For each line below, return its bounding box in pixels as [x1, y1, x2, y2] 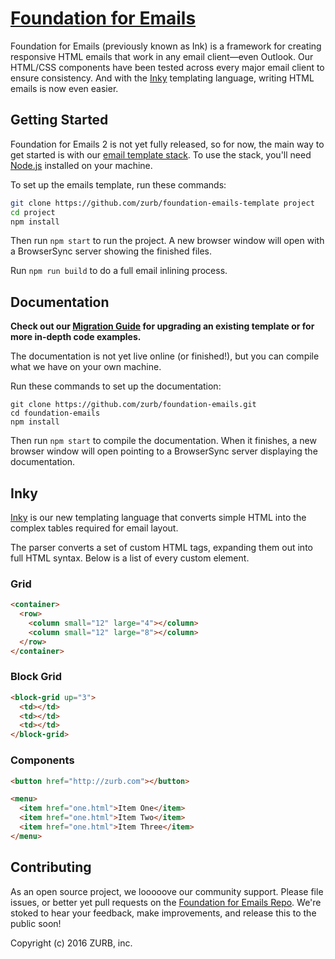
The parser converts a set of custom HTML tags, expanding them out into [10, 542, 313, 553]
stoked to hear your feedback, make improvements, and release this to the [10, 907, 317, 919]
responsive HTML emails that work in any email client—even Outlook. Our [10, 50, 314, 62]
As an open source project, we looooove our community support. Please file [10, 885, 324, 897]
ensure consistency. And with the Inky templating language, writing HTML [10, 72, 315, 84]
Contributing [10, 859, 92, 876]
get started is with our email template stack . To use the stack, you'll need [10, 148, 312, 161]
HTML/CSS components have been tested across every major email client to [10, 61, 325, 73]
